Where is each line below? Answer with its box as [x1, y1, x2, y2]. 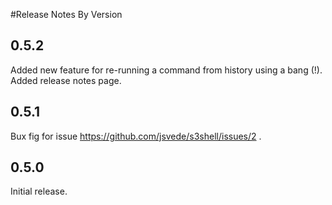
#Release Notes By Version [10, 9, 123, 20]
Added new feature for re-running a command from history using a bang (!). [10, 64, 323, 76]
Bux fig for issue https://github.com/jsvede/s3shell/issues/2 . [10, 130, 262, 142]
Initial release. [10, 185, 68, 198]
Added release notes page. [10, 74, 122, 86]
